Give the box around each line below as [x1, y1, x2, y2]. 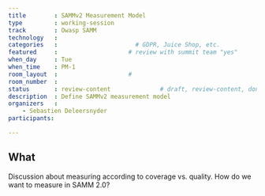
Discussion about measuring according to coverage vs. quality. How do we [8, 171, 252, 181]
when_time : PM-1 [8, 63, 77, 71]
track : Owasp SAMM [8, 26, 97, 34]
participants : [8, 115, 55, 122]
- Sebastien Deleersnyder [22, 107, 108, 115]
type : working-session [8, 19, 114, 27]
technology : [8, 33, 58, 42]
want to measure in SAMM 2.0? [8, 179, 110, 190]
